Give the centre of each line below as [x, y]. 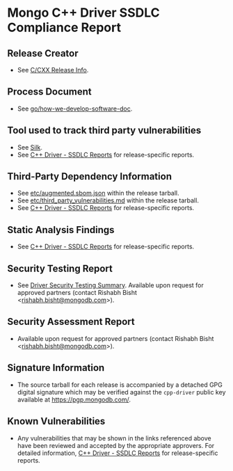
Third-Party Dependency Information [90, 176]
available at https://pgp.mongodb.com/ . [74, 399]
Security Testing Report [60, 268]
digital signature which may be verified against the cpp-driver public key [121, 392]
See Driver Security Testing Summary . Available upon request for [110, 285]
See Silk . [30, 147]
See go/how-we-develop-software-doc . [75, 109]
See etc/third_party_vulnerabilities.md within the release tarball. [108, 200]
